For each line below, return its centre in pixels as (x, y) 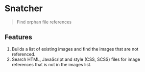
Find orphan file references (44, 22)
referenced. (24, 54)
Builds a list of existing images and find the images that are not (75, 49)
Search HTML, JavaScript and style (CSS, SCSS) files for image (76, 59)
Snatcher (24, 9)
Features (18, 37)
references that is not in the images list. (51, 64)
